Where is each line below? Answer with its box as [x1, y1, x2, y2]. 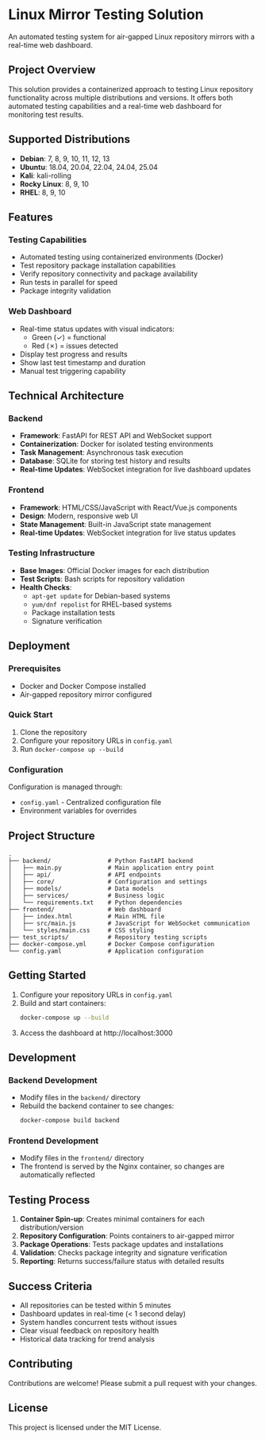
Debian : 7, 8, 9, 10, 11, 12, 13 [19, 153, 110, 164]
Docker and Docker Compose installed [19, 681, 147, 691]
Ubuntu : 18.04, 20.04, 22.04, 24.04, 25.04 [19, 162, 159, 171]
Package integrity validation [19, 286, 111, 295]
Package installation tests [31, 607, 116, 617]
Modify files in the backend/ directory [19, 1093, 141, 1103]
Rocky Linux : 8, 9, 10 [19, 179, 90, 188]
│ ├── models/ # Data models [8, 884, 155, 892]
